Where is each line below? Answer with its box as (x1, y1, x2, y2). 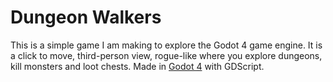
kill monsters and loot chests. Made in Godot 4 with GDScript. (10, 60, 265, 72)
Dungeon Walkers (10, 6, 162, 29)
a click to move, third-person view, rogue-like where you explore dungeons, (10, 49, 323, 61)
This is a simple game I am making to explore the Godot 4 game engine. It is (10, 39, 323, 51)
